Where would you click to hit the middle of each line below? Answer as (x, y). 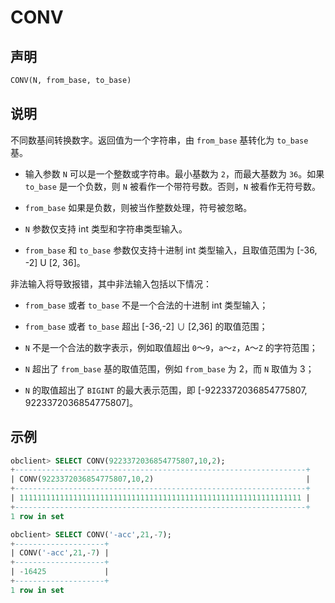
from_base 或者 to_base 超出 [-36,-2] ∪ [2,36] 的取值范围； (146, 326)
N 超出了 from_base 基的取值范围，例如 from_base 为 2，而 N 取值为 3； (169, 368)
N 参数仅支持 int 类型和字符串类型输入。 (106, 228)
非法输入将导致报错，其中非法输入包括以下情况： (111, 283)
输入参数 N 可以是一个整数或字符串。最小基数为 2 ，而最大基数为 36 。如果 (174, 173)
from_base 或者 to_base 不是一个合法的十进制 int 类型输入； (146, 305)
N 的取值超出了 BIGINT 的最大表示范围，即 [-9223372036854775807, (166, 390)
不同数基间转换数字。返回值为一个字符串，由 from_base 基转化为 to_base (159, 140)
